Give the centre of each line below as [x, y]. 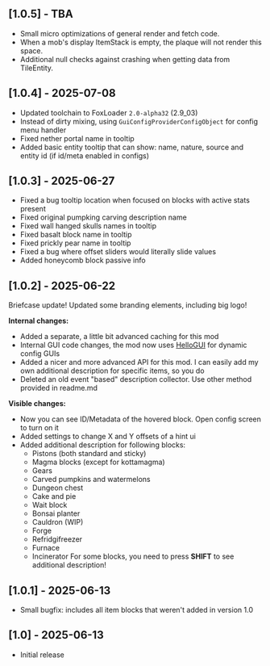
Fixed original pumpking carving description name [103, 217]
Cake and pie [54, 496]
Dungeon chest [58, 488]
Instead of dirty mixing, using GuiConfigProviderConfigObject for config [139, 121]
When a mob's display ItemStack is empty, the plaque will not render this [141, 42]
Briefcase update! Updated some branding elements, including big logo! [128, 305]
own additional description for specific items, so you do [112, 371]
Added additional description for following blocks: [103, 445]
